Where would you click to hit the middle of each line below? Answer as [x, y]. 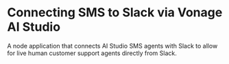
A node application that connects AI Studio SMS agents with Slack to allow [112, 46]
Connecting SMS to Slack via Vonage [115, 13]
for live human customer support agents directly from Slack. [92, 53]
